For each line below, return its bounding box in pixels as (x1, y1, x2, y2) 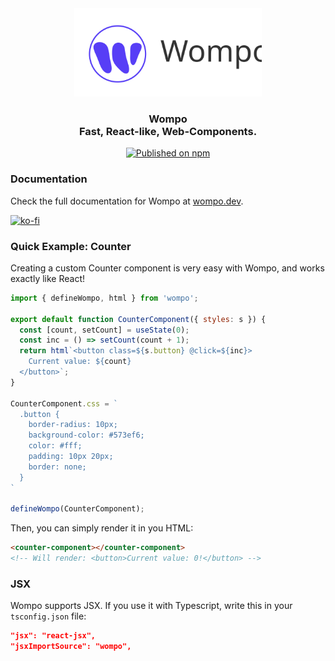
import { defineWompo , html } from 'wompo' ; (10, 293, 199, 303)
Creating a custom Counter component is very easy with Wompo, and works (10, 262, 325, 274)
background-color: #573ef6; (28, 430, 145, 441)
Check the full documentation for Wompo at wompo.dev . (10, 195, 244, 207)
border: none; (28, 462, 87, 472)
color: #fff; (28, 441, 83, 451)
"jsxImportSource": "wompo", (10, 642, 132, 652)
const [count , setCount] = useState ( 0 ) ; (19, 325, 190, 335)
